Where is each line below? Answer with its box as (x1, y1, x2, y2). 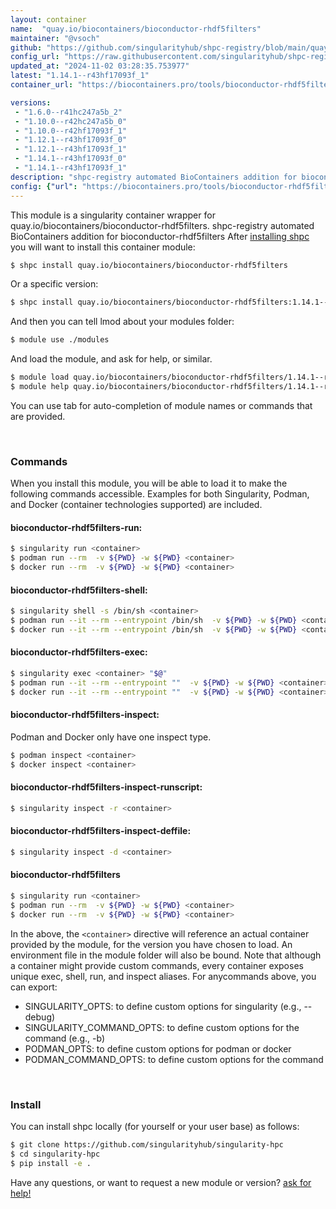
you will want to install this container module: (10, 241, 196, 253)
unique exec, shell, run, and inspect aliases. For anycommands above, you (10, 970, 317, 982)
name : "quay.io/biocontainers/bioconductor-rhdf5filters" (10, 24, 262, 34)
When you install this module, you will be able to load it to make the (10, 477, 288, 490)
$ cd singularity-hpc (10, 1149, 101, 1159)
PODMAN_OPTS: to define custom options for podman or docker (24, 1042, 292, 1055)
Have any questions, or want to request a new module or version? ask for (10, 1176, 312, 1188)
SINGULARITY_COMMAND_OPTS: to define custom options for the (24, 1021, 300, 1033)
